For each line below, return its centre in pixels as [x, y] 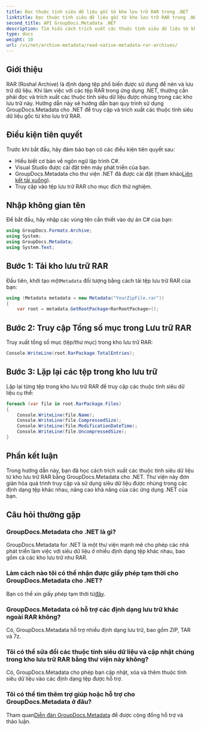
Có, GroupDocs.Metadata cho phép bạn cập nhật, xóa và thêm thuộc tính [97, 672]
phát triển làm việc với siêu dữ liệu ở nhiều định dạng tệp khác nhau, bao [96, 551]
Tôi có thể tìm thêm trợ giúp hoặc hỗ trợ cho [71, 694]
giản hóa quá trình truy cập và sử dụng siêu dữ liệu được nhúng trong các [97, 483]
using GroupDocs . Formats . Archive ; [49, 231]
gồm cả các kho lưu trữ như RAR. [47, 558]
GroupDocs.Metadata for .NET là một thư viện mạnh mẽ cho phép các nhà [98, 545]
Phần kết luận [32, 456]
